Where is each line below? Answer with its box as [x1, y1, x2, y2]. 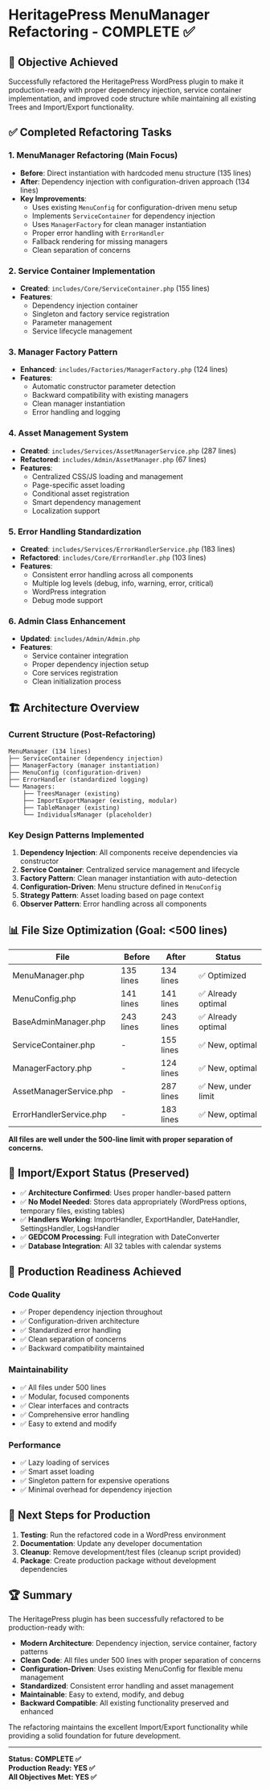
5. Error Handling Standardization [8, 526, 142, 537]
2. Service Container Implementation [8, 265, 155, 276]
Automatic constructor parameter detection [31, 382, 176, 391]
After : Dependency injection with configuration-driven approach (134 [19, 176, 251, 186]
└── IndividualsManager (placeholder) [22, 811, 153, 819]
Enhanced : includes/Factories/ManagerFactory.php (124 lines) [19, 365, 228, 374]
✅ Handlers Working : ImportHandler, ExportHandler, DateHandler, [19, 1214, 240, 1224]
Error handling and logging [31, 407, 121, 417]
